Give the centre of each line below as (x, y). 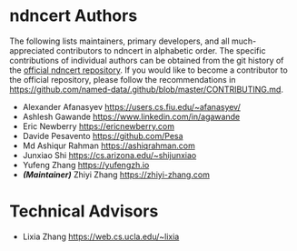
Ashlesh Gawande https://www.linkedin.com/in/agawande (131, 116)
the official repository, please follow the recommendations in (123, 79)
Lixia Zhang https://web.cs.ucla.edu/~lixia (101, 236)
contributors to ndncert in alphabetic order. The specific (161, 50)
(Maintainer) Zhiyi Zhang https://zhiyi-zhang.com (116, 175)
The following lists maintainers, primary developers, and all (119, 41)
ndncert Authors (74, 16)
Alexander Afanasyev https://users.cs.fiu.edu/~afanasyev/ (131, 106)
